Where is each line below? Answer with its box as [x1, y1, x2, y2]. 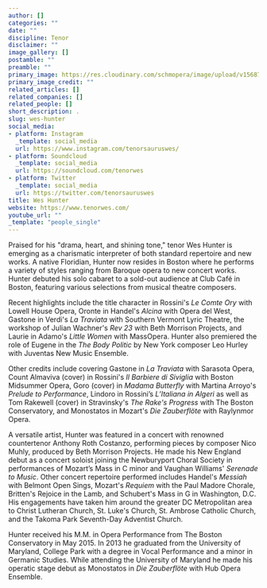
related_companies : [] [8, 93, 83, 101]
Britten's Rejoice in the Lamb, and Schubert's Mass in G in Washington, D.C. [8, 489, 257, 499]
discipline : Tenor [8, 33, 69, 42]
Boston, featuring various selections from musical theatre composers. [8, 283, 237, 292]
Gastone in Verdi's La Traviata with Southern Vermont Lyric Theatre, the [8, 315, 245, 324]
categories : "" [8, 19, 59, 27]
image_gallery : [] [8, 48, 69, 56]
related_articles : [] [8, 85, 80, 94]
